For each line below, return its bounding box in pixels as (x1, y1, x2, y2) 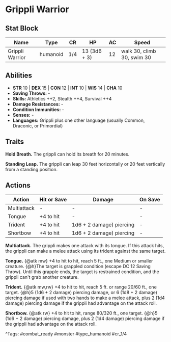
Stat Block (5, 24, 39, 33)
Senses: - (12, 112, 34, 118)
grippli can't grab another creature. (5, 274, 79, 280)
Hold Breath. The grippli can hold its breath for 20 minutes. (5, 151, 130, 157)
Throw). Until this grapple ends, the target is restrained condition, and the (5, 269, 159, 275)
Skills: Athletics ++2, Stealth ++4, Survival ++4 (12, 95, 112, 101)
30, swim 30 (121, 54, 152, 61)
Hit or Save (39, 196, 67, 203)
